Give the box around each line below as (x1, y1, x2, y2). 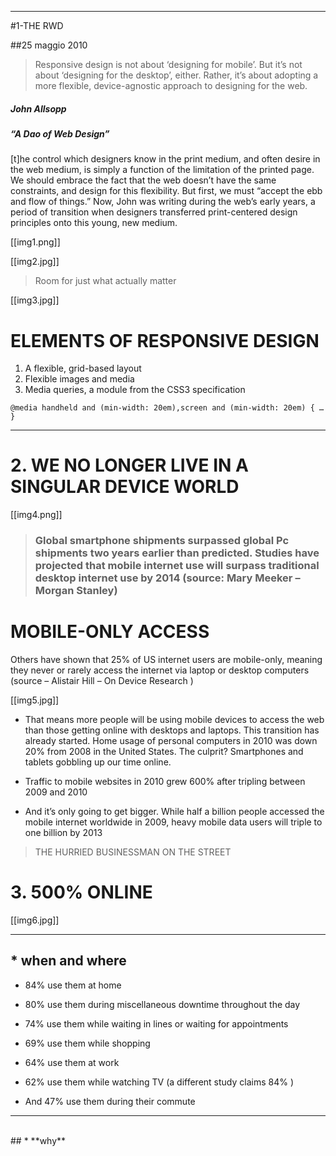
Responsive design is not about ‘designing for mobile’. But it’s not (34, 59, 303, 70)
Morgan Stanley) (34, 584, 118, 598)
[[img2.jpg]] (10, 256, 60, 268)
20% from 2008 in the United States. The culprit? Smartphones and (24, 746, 304, 758)
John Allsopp (10, 102, 67, 115)
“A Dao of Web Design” (10, 127, 110, 140)
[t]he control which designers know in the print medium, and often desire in (10, 153, 321, 165)
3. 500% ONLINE (10, 881, 153, 904)
